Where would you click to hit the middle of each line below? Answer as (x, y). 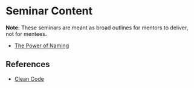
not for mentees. (26, 34)
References (28, 64)
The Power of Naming (42, 45)
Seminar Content (49, 11)
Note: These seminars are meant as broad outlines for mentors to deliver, (97, 28)
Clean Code (29, 78)
